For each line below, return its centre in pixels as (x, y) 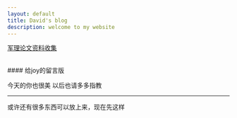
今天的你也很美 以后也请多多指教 (55, 85)
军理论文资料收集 (32, 48)
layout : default (31, 14)
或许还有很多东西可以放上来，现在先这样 (66, 107)
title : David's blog (38, 20)
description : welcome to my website (61, 27)
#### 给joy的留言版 (36, 71)
